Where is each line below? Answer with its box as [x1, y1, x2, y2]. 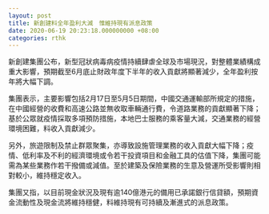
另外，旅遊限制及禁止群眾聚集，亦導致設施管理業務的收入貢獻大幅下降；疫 [8, 141, 254, 150]
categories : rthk [8, 34, 66, 42]
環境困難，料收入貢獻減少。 [8, 124, 100, 133]
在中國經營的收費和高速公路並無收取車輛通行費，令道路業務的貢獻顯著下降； [8, 104, 261, 113]
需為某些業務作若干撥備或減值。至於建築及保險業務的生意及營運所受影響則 [8, 160, 254, 170]
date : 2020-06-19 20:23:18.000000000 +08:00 [8, 26, 159, 34]
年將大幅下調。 [8, 77, 58, 86]
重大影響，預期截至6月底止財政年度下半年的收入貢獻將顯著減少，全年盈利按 [8, 67, 259, 77]
